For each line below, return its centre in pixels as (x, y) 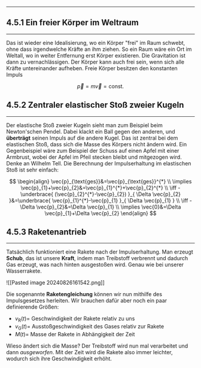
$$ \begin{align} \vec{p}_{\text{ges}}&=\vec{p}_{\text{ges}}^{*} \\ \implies (100, 181)
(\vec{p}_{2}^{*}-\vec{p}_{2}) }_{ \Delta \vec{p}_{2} (118, 194)
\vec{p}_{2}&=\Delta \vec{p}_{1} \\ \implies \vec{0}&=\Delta (109, 207)
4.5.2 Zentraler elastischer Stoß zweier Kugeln (95, 105)
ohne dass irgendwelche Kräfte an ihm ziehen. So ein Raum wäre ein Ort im (99, 49)
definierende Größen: (33, 307)
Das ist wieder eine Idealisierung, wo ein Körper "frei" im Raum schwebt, (96, 43)
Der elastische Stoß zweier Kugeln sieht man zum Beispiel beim (85, 125)
